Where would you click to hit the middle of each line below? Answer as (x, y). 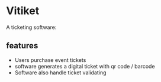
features (22, 46)
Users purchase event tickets (50, 60)
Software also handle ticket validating (60, 73)
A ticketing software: (31, 27)
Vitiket (23, 11)
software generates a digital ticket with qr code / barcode (85, 66)
